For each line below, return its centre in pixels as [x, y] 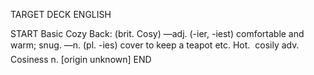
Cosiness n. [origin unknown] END [81, 59]
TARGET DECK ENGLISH [61, 14]
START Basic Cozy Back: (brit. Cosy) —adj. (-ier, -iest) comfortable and [157, 33]
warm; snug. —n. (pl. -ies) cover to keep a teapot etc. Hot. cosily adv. [155, 45]
